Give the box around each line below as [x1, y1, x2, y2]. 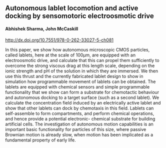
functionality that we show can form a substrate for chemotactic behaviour [5, 89, 159, 95]
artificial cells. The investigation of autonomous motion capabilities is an [5, 121, 154, 127]
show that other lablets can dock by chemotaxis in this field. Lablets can [5, 105, 154, 111]
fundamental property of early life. [5, 137, 76, 143]
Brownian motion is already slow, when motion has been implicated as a [5, 131, 153, 137]
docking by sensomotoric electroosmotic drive [5, 12, 154, 20]
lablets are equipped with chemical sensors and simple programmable [5, 83, 150, 89]
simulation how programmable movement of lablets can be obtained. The [5, 78, 156, 84]
